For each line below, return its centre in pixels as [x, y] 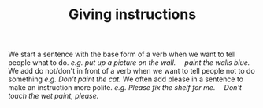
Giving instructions [132, 14]
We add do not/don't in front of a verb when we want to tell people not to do [132, 71]
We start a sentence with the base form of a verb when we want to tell [122, 54]
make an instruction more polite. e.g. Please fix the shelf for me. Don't [125, 88]
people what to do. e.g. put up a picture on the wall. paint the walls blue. [129, 63]
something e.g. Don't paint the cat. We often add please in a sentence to [126, 79]
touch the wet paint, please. [54, 96]
